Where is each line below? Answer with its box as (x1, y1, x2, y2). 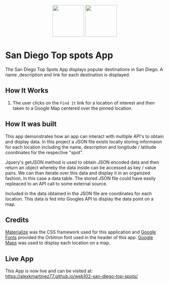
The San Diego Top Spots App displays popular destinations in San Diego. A (5, 66, 163, 72)
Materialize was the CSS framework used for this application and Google (5, 229, 156, 235)
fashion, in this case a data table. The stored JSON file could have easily (5, 175, 156, 181)
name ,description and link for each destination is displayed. (5, 71, 130, 78)
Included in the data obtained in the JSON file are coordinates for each (5, 190, 152, 197)
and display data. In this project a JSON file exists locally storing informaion (5, 138, 162, 145)
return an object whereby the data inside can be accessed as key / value (5, 164, 156, 170)
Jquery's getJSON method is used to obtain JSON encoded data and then (5, 159, 159, 165)
